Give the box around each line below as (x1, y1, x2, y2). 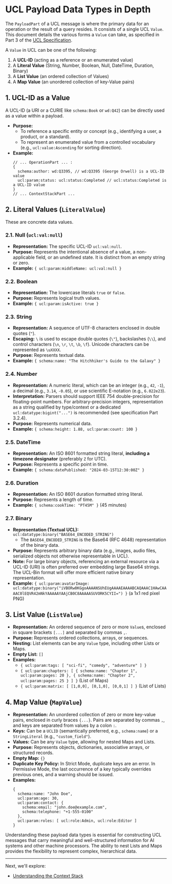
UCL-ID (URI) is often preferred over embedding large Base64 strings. (12, 564, 160, 570)
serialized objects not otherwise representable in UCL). (12, 553, 130, 559)
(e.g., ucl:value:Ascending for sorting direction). (20, 144, 122, 150)
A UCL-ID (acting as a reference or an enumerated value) (12, 56, 134, 63)
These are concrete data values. (5, 219, 74, 225)
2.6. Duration (5, 479, 38, 486)
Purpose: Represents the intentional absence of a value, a (12, 248, 136, 255)
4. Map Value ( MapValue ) (5, 698, 82, 706)
